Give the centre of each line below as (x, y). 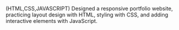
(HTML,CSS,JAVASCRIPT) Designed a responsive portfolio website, (89, 9)
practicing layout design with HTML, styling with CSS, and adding (87, 15)
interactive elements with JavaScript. (52, 21)
